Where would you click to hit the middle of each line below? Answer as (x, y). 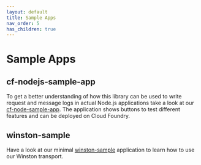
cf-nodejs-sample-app (51, 82)
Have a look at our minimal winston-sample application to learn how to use (100, 150)
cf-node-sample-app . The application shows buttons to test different (93, 109)
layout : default (27, 12)
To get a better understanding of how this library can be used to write (94, 97)
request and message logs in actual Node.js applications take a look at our (100, 103)
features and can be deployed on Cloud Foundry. (68, 116)
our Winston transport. (35, 156)
